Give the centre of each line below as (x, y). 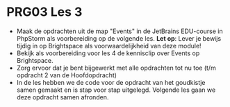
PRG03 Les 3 (44, 12)
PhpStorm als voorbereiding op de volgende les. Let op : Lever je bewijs (119, 38)
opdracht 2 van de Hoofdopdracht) (67, 75)
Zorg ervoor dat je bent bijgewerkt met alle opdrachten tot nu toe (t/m (116, 68)
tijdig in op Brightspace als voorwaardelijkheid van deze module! (109, 46)
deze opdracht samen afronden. (63, 97)
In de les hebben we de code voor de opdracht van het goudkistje (111, 82)
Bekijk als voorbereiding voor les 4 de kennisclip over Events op (108, 53)
